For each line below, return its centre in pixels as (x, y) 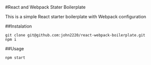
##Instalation (19, 26)
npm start (15, 58)
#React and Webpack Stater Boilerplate (45, 7)
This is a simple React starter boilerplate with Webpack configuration (76, 16)
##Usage (15, 49)
